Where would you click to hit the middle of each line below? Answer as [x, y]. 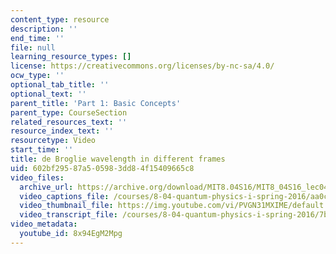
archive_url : [46, 187]
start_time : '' [42, 150]
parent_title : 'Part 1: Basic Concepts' [96, 103]
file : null [33, 47]
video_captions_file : [64, 196]
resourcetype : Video [53, 141]
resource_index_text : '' [62, 131]
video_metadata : [44, 224]
